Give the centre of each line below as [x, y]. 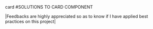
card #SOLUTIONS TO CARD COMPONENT [49, 7]
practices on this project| [31, 22]
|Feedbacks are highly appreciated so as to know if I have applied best [77, 16]
